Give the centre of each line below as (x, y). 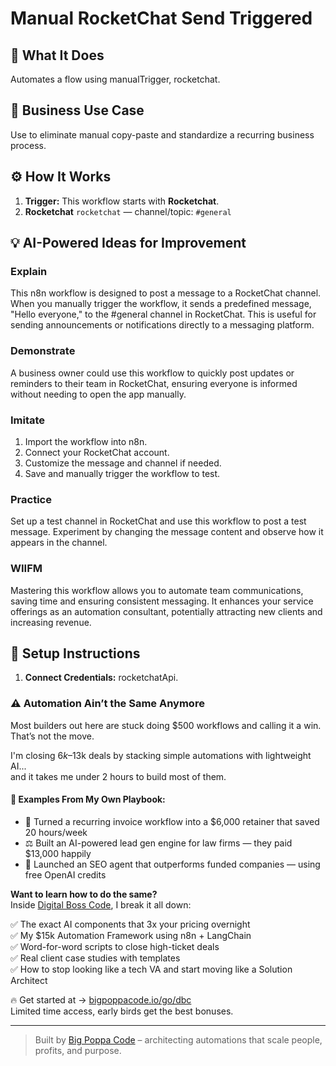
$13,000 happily (58, 853)
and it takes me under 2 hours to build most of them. (118, 776)
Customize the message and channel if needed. (123, 463)
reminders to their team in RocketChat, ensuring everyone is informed (154, 383)
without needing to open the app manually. (98, 394)
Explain (29, 271)
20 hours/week (56, 832)
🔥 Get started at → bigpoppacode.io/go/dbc (101, 999)
